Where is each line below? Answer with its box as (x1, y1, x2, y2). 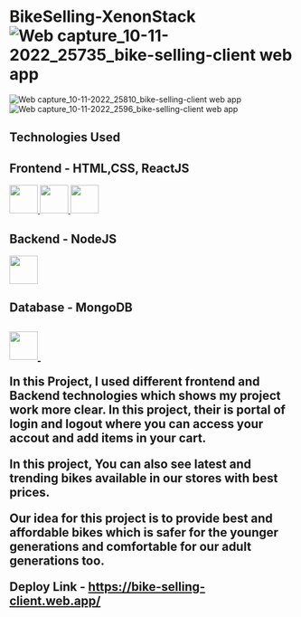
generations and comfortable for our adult (9, 538, 251, 554)
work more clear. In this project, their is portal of (9, 402, 287, 417)
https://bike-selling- (88, 579, 206, 594)
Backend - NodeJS (9, 231, 118, 246)
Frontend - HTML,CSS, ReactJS (9, 160, 190, 176)
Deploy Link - (9, 579, 86, 594)
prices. (9, 484, 51, 499)
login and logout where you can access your (9, 416, 264, 432)
